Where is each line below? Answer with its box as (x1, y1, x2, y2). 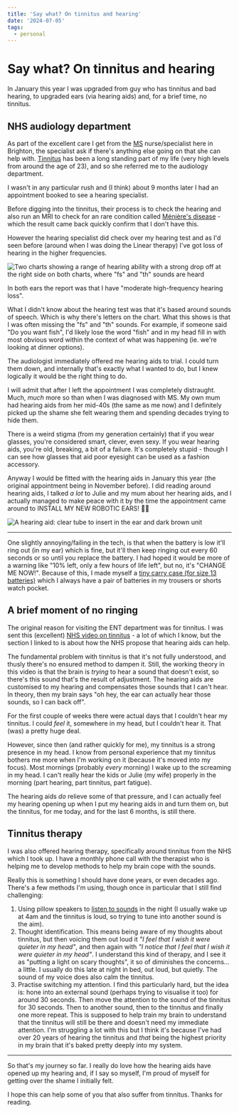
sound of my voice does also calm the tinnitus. (17, 973, 154, 981)
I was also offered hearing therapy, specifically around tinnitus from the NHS (7, 847, 232, 855)
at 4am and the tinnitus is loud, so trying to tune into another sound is (17, 912, 222, 921)
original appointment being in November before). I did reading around (7, 481, 211, 490)
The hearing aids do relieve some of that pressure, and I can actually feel (7, 792, 222, 800)
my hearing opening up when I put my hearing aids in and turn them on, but (7, 799, 229, 808)
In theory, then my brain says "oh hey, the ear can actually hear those (7, 690, 211, 699)
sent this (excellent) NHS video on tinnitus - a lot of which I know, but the (7, 631, 221, 639)
